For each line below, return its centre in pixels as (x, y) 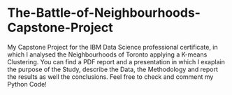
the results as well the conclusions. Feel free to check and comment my (110, 76)
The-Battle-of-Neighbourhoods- (104, 13)
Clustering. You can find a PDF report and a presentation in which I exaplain (116, 61)
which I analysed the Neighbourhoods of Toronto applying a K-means (107, 54)
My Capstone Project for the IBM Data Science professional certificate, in (113, 47)
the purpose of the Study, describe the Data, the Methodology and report (113, 69)
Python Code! (27, 84)
